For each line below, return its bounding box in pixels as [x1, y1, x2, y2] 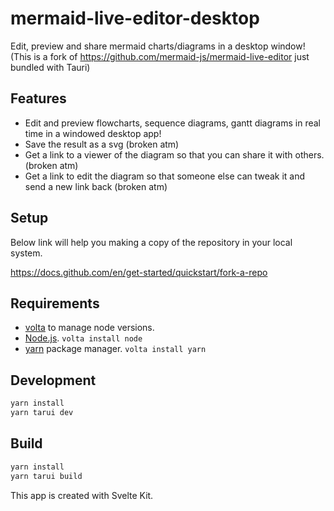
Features [10, 90, 67, 107]
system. [10, 247, 43, 259]
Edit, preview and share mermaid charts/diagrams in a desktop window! [10, 40, 306, 52]
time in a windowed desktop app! [24, 127, 162, 139]
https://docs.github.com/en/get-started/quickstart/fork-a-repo [10, 266, 268, 278]
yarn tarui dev [10, 408, 74, 418]
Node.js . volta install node [24, 332, 143, 344]
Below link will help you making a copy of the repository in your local [10, 236, 293, 248]
